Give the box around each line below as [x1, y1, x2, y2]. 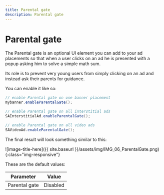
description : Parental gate [5, 12, 64, 17]
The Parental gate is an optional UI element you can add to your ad [5, 50, 143, 56]
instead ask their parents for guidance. [5, 76, 85, 82]
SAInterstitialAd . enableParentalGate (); [5, 114, 91, 119]
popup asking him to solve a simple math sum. [5, 61, 101, 67]
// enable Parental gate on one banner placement [5, 95, 111, 100]
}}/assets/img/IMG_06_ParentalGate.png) [74, 146, 159, 152]
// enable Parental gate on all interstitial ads [5, 109, 111, 114]
